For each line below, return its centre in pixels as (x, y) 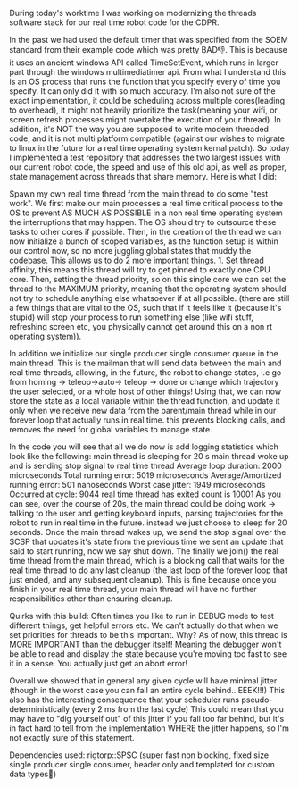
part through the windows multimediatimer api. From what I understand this (148, 72)
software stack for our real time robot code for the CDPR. (114, 22)
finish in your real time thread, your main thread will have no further (133, 589)
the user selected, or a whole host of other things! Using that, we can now (145, 391)
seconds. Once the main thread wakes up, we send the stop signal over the (148, 532)
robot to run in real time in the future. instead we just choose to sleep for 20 (148, 523)
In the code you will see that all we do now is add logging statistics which (144, 447)
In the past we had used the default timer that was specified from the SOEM (149, 40)
